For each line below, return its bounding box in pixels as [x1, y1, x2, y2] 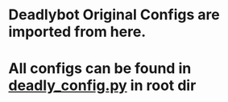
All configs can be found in [8, 59, 192, 78]
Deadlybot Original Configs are [8, 6, 220, 24]
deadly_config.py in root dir [8, 76, 197, 95]
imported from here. [8, 22, 147, 41]
